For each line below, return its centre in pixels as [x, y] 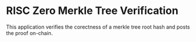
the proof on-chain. [30, 33]
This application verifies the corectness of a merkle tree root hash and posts [98, 27]
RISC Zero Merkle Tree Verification [92, 11]
